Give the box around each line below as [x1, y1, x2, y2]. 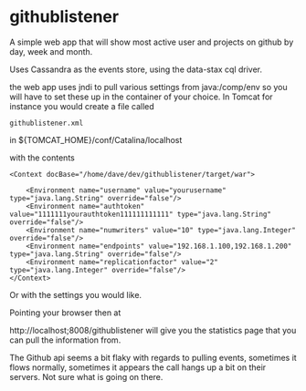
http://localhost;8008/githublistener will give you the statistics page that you [9, 324, 297, 335]
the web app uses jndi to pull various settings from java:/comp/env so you [9, 81, 288, 92]
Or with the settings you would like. [9, 289, 142, 300]
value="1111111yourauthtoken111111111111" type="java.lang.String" [9, 210, 272, 219]
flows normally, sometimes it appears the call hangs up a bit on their [9, 362, 267, 373]
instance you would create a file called [9, 100, 155, 111]
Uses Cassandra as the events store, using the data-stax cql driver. [9, 64, 263, 75]
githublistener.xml [9, 118, 84, 128]
